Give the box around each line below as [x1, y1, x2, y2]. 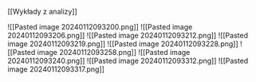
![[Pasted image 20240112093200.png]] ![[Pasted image [7, 22, 193, 31]
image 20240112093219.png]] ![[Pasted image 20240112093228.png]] [7, 39, 238, 49]
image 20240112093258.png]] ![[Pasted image [37, 48, 191, 57]
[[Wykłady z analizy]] [7, 7, 77, 16]
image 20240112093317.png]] [7, 64, 105, 74]
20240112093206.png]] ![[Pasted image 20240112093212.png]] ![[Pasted [7, 31, 249, 40]
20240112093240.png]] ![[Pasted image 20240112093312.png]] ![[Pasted [7, 56, 249, 65]
